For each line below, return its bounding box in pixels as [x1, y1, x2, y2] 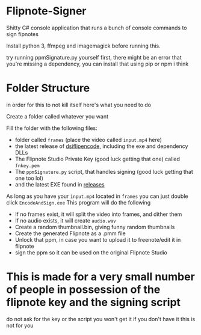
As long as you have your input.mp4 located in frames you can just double [6, 192, 188, 200]
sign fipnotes [6, 30, 39, 37]
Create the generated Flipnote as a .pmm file [14, 230, 126, 237]
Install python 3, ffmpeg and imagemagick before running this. [6, 42, 161, 49]
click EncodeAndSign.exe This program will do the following [6, 198, 151, 206]
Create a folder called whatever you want [6, 112, 108, 120]
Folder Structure [6, 81, 90, 95]
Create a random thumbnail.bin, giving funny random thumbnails [14, 223, 175, 230]
